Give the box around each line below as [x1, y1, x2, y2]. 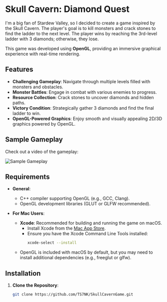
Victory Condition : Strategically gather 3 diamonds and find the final [12, 105, 154, 111]
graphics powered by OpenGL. [12, 121, 76, 127]
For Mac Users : [12, 210, 45, 216]
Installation [5, 269, 41, 278]
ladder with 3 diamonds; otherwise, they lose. [5, 36, 99, 42]
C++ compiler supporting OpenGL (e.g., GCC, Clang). [19, 195, 130, 201]
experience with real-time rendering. [5, 51, 81, 57]
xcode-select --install [27, 240, 77, 245]
